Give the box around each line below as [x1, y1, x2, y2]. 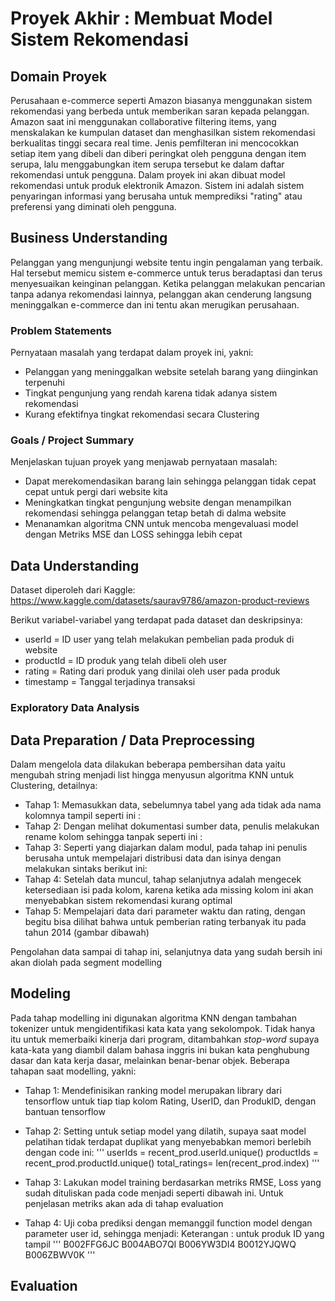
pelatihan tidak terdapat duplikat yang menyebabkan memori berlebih [24, 1135, 312, 1147]
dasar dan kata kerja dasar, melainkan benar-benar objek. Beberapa [10, 1054, 290, 1066]
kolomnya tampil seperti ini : [24, 809, 142, 821]
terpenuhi [24, 377, 65, 389]
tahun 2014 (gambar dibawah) [24, 926, 150, 938]
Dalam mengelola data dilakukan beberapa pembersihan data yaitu [10, 758, 286, 770]
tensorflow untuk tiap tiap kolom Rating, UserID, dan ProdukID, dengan [24, 1095, 317, 1107]
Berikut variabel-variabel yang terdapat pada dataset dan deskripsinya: [10, 614, 303, 626]
